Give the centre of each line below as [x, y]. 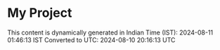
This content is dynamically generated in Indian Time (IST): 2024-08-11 [110, 32]
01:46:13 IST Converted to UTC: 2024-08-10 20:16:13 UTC [91, 39]
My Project [40, 13]
